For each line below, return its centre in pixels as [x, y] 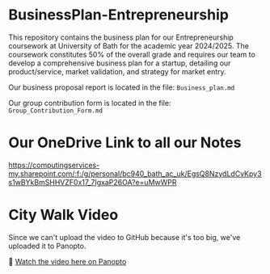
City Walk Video [63, 215]
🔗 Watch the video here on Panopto [67, 261]
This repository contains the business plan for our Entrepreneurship [121, 37]
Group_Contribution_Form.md [56, 111]
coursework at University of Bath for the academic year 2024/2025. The [129, 45]
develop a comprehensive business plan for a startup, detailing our [120, 63]
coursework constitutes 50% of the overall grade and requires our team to [132, 54]
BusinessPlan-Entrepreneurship [118, 15]
